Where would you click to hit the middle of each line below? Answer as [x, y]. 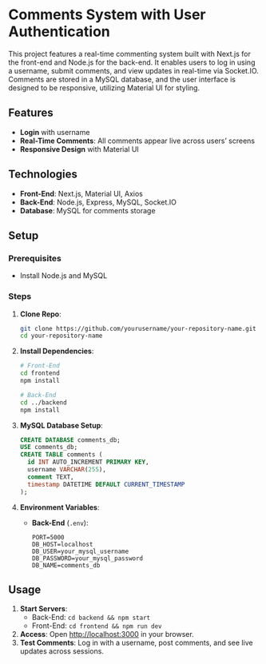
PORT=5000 [48, 537]
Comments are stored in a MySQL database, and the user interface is [122, 79]
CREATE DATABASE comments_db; [70, 440]
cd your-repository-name [61, 336]
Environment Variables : [60, 507]
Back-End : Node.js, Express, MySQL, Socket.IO [98, 202]
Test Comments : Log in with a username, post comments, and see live [136, 643]
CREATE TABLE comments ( [61, 455]
